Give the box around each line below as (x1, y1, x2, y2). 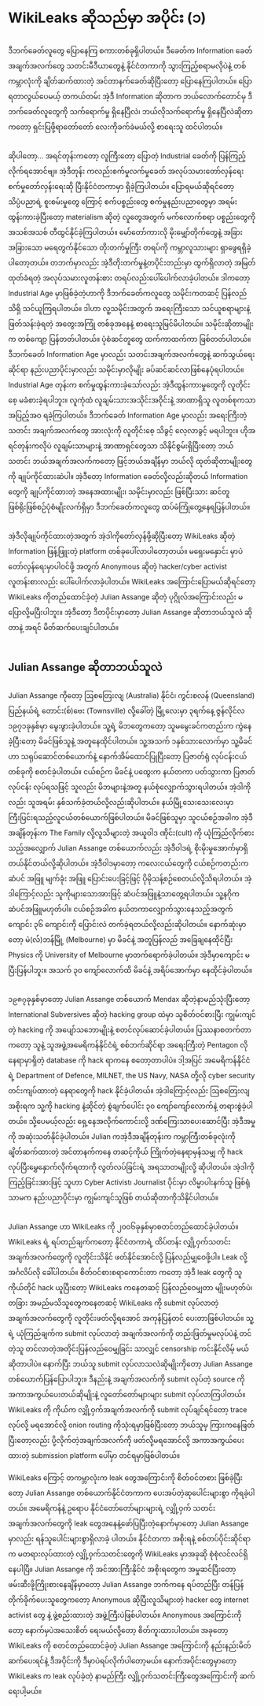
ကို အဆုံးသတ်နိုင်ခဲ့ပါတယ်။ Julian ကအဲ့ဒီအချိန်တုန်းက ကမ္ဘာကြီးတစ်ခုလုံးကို (8, 1131, 236, 1141)
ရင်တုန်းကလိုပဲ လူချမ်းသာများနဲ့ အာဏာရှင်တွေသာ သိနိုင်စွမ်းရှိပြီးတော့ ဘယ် (8, 441, 234, 451)
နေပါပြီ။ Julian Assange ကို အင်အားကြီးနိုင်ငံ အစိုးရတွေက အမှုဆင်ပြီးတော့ (8, 1564, 236, 1574)
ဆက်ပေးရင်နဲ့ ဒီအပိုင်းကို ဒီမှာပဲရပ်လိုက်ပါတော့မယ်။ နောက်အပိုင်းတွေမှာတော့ (8, 1656, 237, 1665)
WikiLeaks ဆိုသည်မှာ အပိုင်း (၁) (8, 9, 207, 27)
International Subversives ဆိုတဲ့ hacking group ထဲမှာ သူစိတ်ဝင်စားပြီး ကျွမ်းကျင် (8, 1009, 256, 1019)
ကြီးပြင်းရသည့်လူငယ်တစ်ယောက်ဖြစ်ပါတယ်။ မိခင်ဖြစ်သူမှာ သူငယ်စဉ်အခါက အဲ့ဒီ (8, 812, 253, 822)
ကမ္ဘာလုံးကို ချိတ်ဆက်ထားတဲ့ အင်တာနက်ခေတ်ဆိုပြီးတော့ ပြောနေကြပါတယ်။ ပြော (8, 76, 253, 86)
